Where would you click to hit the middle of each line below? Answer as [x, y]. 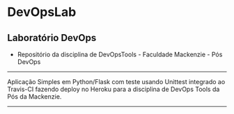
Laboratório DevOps [52, 38]
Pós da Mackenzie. [34, 97]
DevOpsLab [42, 12]
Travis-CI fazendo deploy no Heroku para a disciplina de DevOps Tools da [114, 89]
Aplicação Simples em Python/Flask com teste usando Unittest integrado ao [116, 82]
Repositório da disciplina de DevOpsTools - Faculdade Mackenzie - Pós [120, 54]
